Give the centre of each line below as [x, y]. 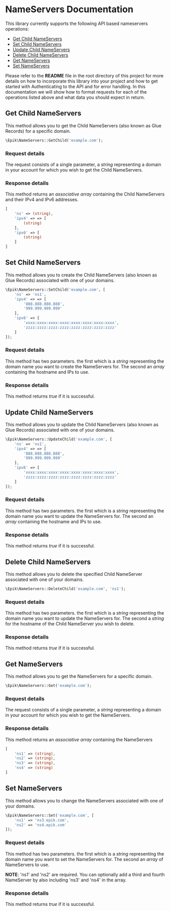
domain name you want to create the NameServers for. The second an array [85, 366]
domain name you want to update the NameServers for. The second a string [85, 618]
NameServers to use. [27, 865]
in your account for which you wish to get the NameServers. [68, 715]
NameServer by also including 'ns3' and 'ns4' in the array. [66, 880]
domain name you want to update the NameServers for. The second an [79, 516]
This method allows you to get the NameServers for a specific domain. [79, 676]
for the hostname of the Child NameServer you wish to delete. [70, 624]
